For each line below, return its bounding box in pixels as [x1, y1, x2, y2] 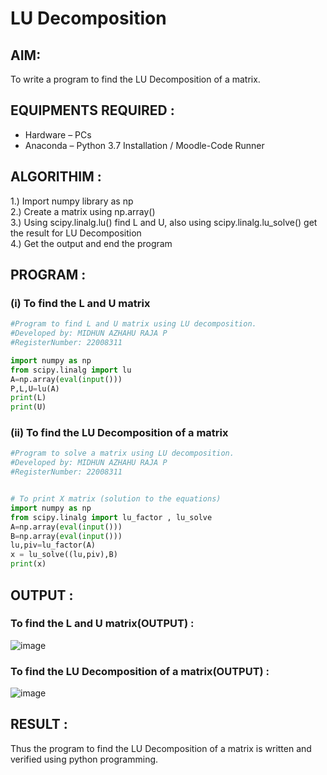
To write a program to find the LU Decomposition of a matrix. [10, 73, 261, 85]
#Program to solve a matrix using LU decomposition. [10, 448, 235, 459]
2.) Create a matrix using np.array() [10, 205, 156, 217]
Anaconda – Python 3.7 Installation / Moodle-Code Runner [24, 139, 265, 151]
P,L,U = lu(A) [10, 383, 60, 394]
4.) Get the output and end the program [10, 237, 173, 249]
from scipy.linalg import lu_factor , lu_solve [10, 512, 213, 522]
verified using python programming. [10, 753, 159, 765]
